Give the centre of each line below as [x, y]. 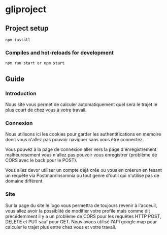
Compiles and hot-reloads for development [60, 53]
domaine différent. [25, 181]
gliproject [26, 9]
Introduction [21, 93]
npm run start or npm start [35, 63]
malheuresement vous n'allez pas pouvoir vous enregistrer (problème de [81, 155]
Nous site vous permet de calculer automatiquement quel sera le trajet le [81, 104]
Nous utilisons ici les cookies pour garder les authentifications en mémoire [83, 134]
